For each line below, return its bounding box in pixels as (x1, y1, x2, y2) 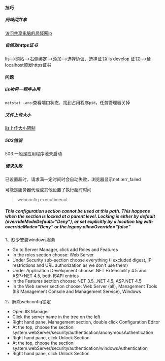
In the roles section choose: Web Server (12, 252, 94, 257)
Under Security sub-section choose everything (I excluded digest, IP (12, 257, 152, 263)
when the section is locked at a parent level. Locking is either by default (5, 213, 155, 219)
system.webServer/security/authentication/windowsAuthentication (12, 345, 148, 351)
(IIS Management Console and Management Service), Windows (12, 289, 141, 294)
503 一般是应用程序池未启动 (5, 151, 62, 157)
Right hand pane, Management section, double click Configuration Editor (12, 319, 160, 325)
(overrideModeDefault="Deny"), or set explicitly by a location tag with (5, 218, 153, 224)
